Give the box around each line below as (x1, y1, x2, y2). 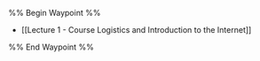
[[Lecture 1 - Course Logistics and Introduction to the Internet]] (20, 25, 252, 34)
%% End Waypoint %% (8, 42, 94, 52)
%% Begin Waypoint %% (8, 8, 101, 18)
